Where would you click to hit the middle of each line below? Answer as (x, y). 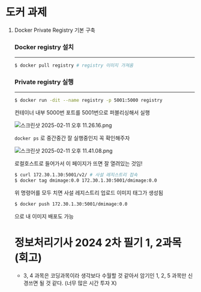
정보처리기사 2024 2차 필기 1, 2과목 (98, 243)
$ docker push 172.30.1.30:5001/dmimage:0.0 (71, 204)
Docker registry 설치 (44, 47)
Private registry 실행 (44, 82)
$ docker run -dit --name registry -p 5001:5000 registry (88, 100)
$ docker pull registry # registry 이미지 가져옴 (74, 66)
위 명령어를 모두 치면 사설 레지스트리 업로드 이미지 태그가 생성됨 (88, 193)
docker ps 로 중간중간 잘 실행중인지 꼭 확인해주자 (72, 138)
